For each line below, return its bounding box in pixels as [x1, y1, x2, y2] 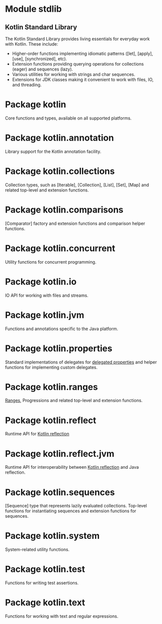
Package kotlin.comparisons [5, 204, 123, 215]
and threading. [12, 82, 42, 88]
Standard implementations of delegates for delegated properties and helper [5, 359, 157, 365]
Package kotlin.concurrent [5, 242, 116, 254]
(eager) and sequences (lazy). [12, 66, 73, 72]
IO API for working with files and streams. [5, 292, 89, 298]
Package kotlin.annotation [5, 132, 114, 144]
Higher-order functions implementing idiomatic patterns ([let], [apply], [12, 50, 153, 56]
